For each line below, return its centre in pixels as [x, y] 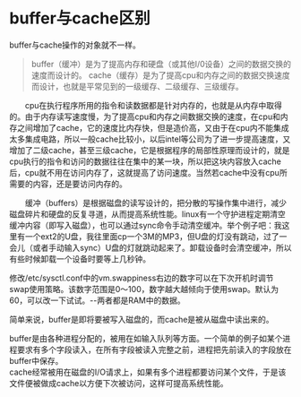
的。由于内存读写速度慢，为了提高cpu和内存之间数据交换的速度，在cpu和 [145, 117]
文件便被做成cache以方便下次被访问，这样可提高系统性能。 [119, 383]
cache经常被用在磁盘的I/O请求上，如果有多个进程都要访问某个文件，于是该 [148, 372]
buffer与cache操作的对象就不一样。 [75, 45]
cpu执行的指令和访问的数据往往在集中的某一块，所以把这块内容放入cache [146, 161]
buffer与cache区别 [80, 18]
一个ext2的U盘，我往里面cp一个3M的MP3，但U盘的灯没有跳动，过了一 [156, 236]
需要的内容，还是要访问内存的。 [68, 184]
